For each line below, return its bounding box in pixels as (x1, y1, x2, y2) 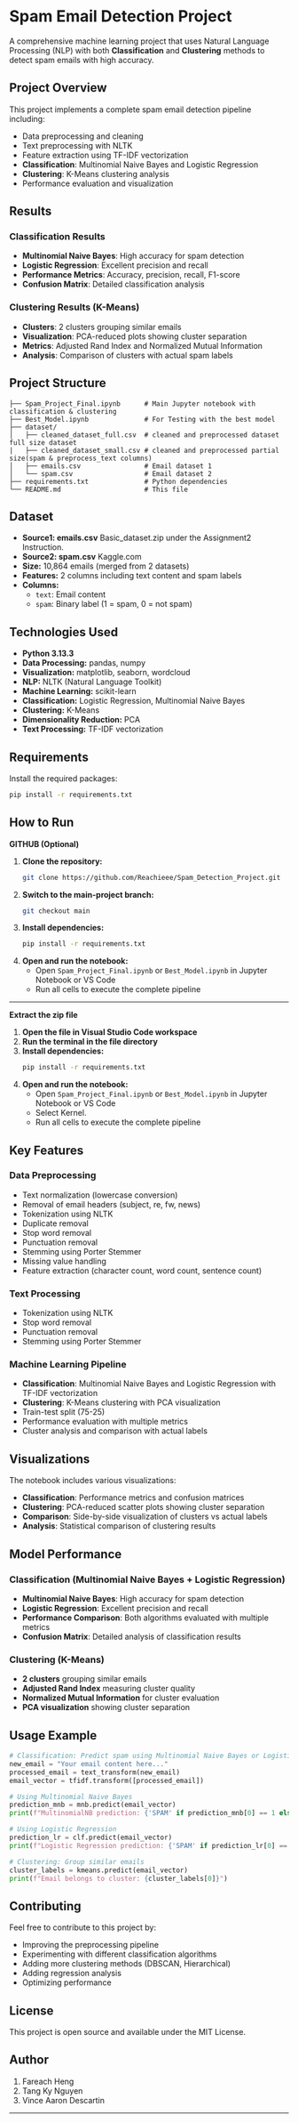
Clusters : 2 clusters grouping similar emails (21, 321, 182, 332)
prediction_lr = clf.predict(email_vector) (9, 1833, 173, 1843)
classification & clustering (9, 407, 117, 416)
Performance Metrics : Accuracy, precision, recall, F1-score (21, 270, 241, 280)
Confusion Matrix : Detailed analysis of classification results (21, 1631, 241, 1642)
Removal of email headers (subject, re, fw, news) (21, 1199, 201, 1209)
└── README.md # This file (9, 485, 189, 494)
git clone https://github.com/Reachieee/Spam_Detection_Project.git (21, 873, 281, 882)
